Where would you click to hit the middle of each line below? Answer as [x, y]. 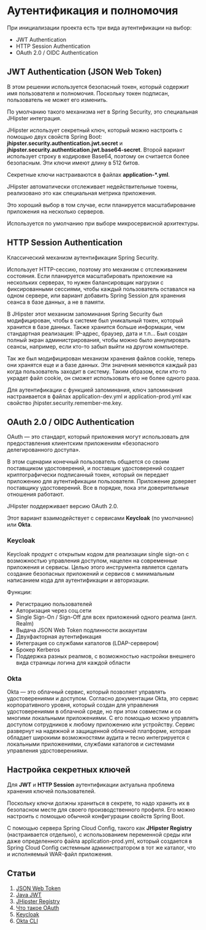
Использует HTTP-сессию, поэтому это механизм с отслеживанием [97, 269]
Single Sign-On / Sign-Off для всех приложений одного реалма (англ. [106, 617]
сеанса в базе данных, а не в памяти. [56, 302]
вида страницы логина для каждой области [73, 662]
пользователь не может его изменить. [57, 99]
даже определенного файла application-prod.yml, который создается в [100, 841]
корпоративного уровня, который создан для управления [83, 705]
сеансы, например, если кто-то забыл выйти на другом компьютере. [98, 346]
